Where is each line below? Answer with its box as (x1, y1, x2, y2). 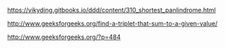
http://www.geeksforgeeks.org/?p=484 (7, 33, 121, 41)
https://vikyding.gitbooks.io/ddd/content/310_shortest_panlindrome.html (7, 6, 216, 14)
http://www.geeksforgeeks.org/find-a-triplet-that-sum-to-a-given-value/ (7, 19, 218, 27)
